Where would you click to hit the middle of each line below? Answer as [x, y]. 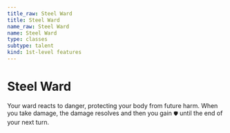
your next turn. [28, 122]
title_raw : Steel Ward [40, 14]
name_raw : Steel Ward [38, 26]
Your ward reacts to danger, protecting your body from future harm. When [113, 105]
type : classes [28, 39]
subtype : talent [30, 46]
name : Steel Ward [32, 33]
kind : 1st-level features [44, 53]
